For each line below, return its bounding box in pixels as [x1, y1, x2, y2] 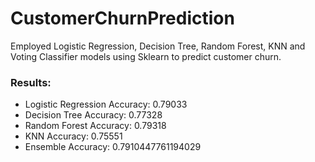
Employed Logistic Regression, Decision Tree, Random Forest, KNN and [10, 40, 306, 52]
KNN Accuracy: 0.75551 [24, 130, 123, 142]
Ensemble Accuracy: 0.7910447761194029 [24, 141, 202, 153]
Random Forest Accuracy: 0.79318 [24, 120, 167, 132]
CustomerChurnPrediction [10, 7, 235, 30]
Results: [10, 75, 52, 89]
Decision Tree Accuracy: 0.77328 [24, 109, 163, 121]
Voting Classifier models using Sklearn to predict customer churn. [10, 50, 282, 62]
